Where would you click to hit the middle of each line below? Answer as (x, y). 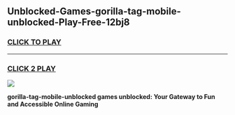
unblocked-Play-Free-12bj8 (69, 23)
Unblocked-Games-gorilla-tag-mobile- (94, 11)
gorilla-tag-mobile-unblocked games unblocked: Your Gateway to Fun (111, 96)
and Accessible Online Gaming (53, 104)
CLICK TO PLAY (34, 43)
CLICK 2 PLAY (31, 68)
